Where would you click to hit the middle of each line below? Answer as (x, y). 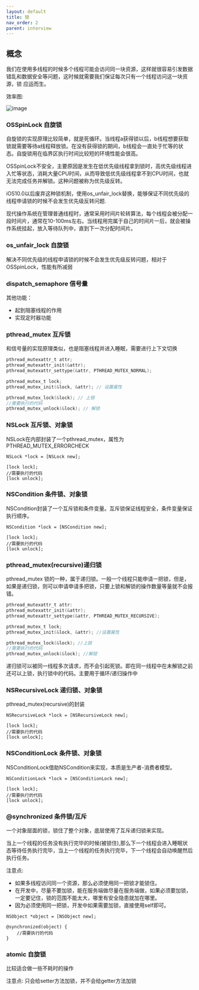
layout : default (26, 12)
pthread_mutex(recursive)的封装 (45, 704)
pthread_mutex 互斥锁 (38, 334)
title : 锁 (18, 17)
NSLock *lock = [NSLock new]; (44, 456)
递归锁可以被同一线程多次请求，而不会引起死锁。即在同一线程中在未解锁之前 (99, 666)
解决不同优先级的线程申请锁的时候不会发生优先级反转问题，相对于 (86, 259)
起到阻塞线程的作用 (38, 310)
